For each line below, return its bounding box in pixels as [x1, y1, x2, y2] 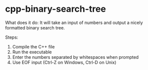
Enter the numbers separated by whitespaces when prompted [12, 54, 139, 60]
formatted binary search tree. [5, 24, 65, 30]
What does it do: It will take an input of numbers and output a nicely [5, 20, 143, 25]
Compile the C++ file [12, 44, 55, 49]
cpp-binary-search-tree [5, 3, 106, 15]
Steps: [5, 34, 18, 40]
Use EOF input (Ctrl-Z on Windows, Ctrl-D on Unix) [12, 59, 117, 65]
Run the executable [12, 49, 52, 55]
